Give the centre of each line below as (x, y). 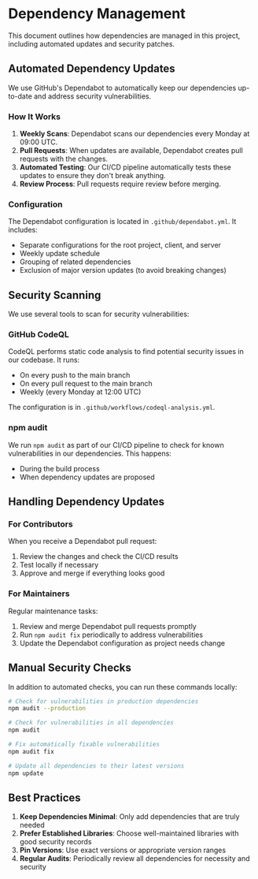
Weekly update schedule (60, 254)
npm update (26, 773)
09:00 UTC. (39, 142)
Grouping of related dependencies (75, 262)
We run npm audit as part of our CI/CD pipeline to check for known (116, 445)
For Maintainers (39, 594)
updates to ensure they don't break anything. (93, 176)
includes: (23, 230)
